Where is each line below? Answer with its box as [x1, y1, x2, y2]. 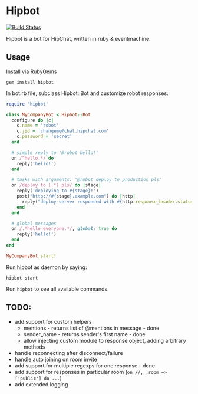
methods [23, 343, 45, 350]
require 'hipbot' [6, 101, 49, 107]
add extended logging [14, 380, 68, 388]
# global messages [11, 220, 57, 226]
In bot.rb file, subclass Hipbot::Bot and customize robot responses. [6, 90, 169, 97]
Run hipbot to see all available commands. [6, 285, 109, 293]
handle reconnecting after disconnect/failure [14, 349, 123, 356]
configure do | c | [11, 117, 54, 123]
